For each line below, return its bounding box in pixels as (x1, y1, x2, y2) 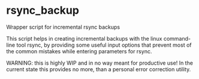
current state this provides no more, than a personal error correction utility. (6, 65, 191, 72)
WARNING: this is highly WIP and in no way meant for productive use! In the (6, 59, 194, 66)
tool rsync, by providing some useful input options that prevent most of (16, 41, 192, 48)
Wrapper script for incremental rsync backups (6, 23, 120, 31)
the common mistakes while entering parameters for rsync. (6, 47, 152, 54)
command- (163, 35, 191, 42)
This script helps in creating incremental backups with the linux (6, 35, 163, 42)
